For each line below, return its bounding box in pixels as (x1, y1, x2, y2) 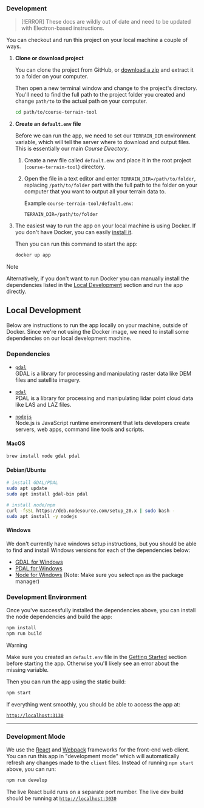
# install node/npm (6, 502, 56, 508)
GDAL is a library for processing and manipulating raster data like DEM (15, 370, 192, 378)
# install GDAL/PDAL (6, 480, 59, 486)
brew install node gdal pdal (6, 453, 80, 460)
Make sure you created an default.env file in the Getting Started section (6, 653, 187, 660)
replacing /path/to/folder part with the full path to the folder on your (24, 181, 198, 189)
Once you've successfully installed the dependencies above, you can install (6, 607, 196, 614)
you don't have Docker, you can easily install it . (15, 229, 133, 236)
